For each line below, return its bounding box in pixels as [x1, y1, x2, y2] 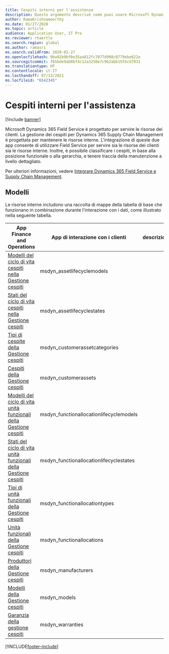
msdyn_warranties [40, 621, 84, 628]
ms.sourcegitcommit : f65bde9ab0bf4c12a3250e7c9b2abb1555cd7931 [5, 59, 141, 64]
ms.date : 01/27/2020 [5, 21, 49, 27]
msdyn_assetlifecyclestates [40, 307, 105, 314]
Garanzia [8, 612, 29, 619]
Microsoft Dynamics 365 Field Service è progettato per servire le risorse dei [5, 126, 162, 132]
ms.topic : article [5, 26, 44, 31]
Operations [8, 243, 35, 250]
